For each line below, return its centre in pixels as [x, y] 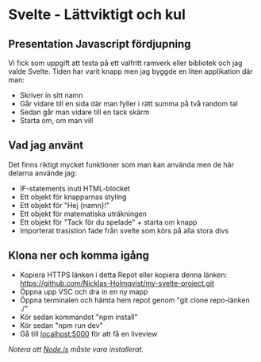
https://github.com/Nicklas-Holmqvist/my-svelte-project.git [117, 283]
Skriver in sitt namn [51, 95]
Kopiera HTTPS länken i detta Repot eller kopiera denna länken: [123, 275]
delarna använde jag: [42, 173]
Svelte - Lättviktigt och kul [97, 15]
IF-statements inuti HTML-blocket [75, 188]
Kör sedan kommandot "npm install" [79, 317]
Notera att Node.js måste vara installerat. [76, 349]
